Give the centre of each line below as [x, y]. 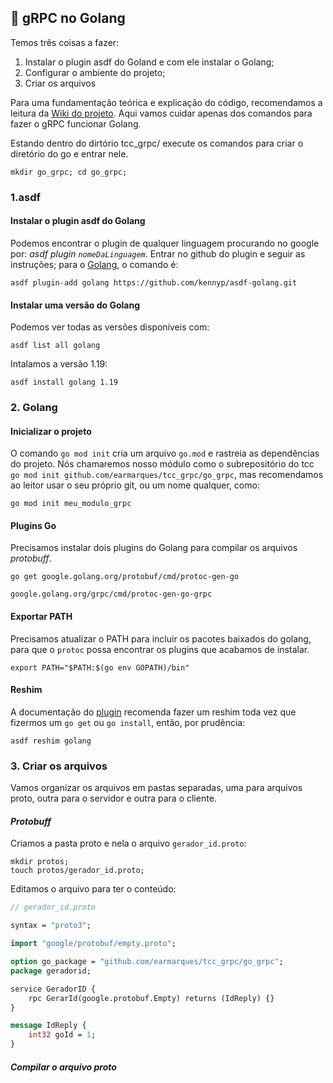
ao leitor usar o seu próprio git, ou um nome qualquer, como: [135, 485]
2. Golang [34, 408]
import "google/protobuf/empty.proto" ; [93, 944]
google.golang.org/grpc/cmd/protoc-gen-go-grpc [111, 594]
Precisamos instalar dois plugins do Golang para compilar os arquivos [154, 548]
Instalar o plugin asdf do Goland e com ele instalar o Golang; [149, 62]
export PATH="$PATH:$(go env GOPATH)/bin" [100, 667]
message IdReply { [48, 1026]
